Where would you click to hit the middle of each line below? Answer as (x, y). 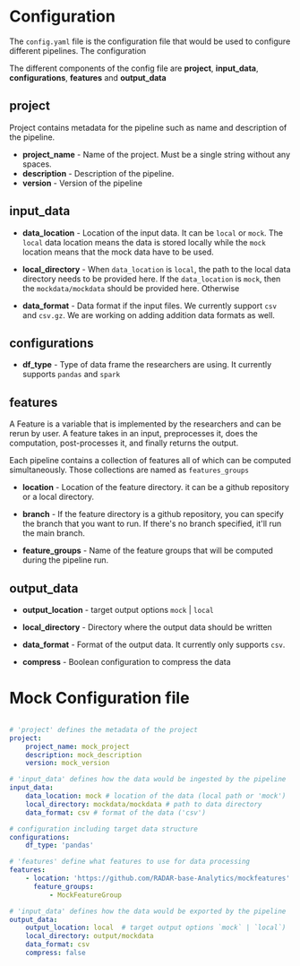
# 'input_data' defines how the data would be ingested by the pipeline (148, 780)
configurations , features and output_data (88, 77)
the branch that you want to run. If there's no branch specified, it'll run (152, 524)
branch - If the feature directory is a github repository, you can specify (153, 514)
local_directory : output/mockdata (90, 936)
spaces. (37, 164)
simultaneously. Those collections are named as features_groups (129, 470)
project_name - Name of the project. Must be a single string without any (156, 154)
